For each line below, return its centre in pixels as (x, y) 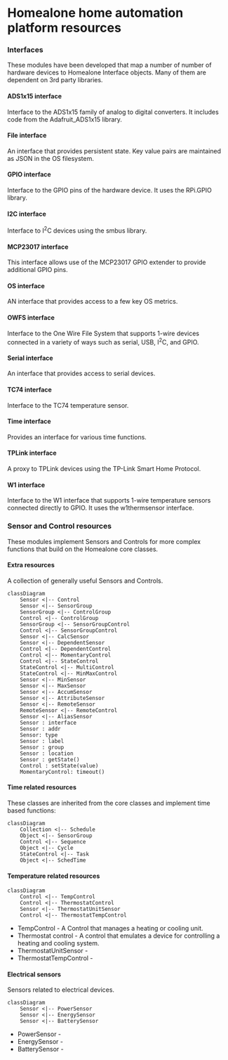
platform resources (64, 28)
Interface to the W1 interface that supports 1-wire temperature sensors (109, 500)
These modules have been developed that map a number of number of (109, 65)
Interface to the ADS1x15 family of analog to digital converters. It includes (113, 112)
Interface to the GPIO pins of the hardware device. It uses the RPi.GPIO (109, 190)
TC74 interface (30, 390)
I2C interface (27, 214)
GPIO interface (29, 174)
